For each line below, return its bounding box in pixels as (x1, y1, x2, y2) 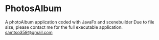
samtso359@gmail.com (5, 29, 53, 35)
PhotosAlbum (5, 3, 62, 14)
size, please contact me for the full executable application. (5, 24, 123, 30)
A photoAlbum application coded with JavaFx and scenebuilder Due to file (5, 19, 155, 25)
